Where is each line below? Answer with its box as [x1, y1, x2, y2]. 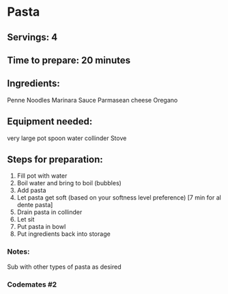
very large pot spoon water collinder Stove [7, 134, 127, 142]
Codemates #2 [7, 280, 57, 289]
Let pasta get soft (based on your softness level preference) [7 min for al [16, 193, 222, 202]
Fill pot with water [16, 172, 68, 180]
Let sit [16, 215, 35, 224]
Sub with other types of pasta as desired [7, 263, 122, 271]
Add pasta [16, 186, 46, 195]
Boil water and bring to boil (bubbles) [16, 179, 122, 187]
